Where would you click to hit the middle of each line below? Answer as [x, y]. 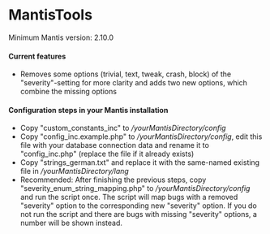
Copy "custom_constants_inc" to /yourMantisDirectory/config [123, 128]
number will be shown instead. [71, 223]
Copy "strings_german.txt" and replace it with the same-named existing [140, 162]
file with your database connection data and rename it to [114, 145]
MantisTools [51, 15]
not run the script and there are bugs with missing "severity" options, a [139, 214]
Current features [37, 56]
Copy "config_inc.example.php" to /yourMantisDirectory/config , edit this [141, 136]
